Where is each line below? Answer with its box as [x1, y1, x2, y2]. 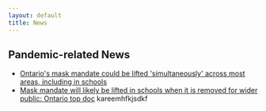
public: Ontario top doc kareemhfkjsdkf [19, 94, 148, 103]
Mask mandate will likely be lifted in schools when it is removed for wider [19, 86, 258, 95]
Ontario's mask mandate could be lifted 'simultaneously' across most [19, 68, 245, 79]
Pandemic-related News [8, 48, 131, 61]
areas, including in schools [19, 77, 108, 87]
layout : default [8, 11, 62, 20]
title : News [8, 19, 47, 27]
